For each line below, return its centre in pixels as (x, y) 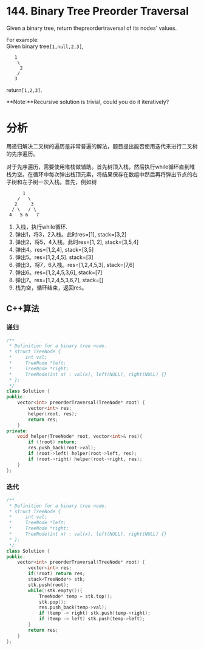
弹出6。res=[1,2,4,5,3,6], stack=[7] (59, 272)
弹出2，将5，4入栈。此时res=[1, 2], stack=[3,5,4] (77, 242)
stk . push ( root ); (49, 585)
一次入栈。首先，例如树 (67, 182)
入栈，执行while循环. (41, 227)
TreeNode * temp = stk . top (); (76, 596)
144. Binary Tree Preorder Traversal (98, 11)
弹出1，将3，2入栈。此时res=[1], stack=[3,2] (71, 234)
